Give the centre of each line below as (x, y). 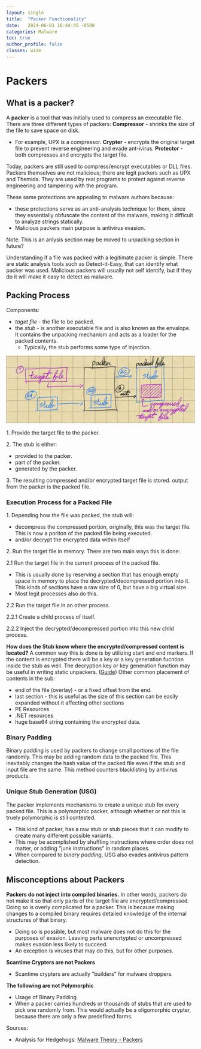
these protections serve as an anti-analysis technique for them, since (100, 209)
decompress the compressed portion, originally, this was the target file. (103, 527)
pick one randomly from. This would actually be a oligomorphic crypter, (103, 1010)
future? (15, 245)
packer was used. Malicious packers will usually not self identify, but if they (99, 270)
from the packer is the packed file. (48, 487)
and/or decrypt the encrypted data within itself (72, 540)
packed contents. (36, 341)
